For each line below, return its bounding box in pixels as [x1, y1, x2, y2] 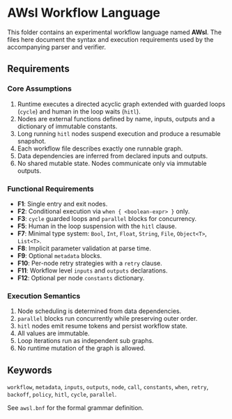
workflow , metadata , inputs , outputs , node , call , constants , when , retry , [7, 383, 209, 391]
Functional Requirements [7, 183, 94, 193]
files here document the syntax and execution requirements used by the [7, 35, 214, 43]
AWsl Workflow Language [7, 5, 161, 21]
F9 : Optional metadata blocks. [17, 251, 102, 259]
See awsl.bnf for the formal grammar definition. [7, 404, 144, 412]
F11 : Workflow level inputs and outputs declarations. [17, 266, 168, 275]
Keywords [7, 364, 52, 376]
